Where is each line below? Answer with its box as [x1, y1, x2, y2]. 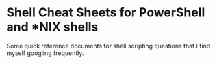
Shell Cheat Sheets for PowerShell [6, 5, 205, 20]
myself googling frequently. [6, 49, 84, 57]
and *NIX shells [6, 19, 99, 35]
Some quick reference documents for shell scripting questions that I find [6, 42, 211, 50]
